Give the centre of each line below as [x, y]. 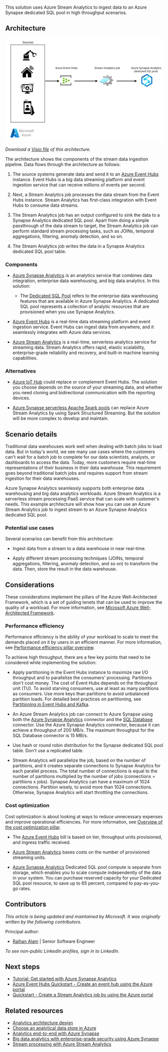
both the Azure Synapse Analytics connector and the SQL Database [82, 720]
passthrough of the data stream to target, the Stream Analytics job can [85, 225]
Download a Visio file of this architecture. [48, 149]
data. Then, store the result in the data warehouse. [65, 569]
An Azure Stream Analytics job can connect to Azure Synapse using [82, 714]
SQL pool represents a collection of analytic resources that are [85, 306]
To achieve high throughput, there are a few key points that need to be [78, 657]
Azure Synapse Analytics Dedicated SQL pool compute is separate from [87, 867]
